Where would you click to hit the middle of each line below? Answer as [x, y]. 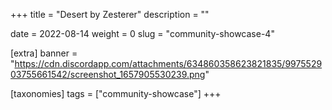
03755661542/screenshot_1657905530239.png [108, 74]
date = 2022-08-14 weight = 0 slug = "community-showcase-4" [142, 33]
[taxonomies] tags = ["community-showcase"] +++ [116, 93]
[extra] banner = [44, 53]
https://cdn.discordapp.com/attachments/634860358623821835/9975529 [168, 63]
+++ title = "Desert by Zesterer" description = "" [110, 14]
